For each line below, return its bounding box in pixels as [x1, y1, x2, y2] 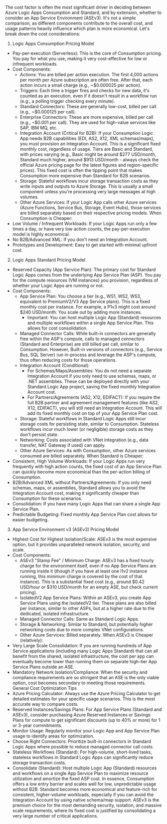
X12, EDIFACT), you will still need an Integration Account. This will [27, 405, 162, 411]
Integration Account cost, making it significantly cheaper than [12, 490, 140, 496]
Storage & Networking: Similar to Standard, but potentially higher [19, 621, 153, 627]
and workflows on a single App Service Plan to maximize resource [12, 770, 149, 776]
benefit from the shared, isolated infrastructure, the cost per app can [12, 653, 154, 659]
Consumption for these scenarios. [12, 495, 82, 501]
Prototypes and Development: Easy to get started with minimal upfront [12, 242, 157, 247]
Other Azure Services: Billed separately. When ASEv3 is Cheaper [19, 632, 154, 638]
